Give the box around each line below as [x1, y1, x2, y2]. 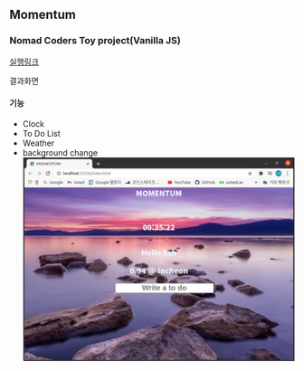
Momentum [9, 7, 77, 23]
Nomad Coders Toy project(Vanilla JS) [9, 34, 181, 47]
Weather [22, 138, 55, 148]
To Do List [22, 128, 61, 138]
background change [22, 147, 98, 157]
